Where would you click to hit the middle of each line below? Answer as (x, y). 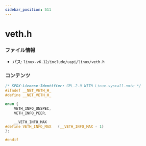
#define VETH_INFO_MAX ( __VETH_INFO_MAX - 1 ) (55, 126)
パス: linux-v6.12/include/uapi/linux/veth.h (58, 62)
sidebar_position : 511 (28, 10)
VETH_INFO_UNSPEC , (33, 108)
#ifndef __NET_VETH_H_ (28, 91)
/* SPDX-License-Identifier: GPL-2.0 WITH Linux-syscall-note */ (73, 86)
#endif (12, 140)
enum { (12, 104)
